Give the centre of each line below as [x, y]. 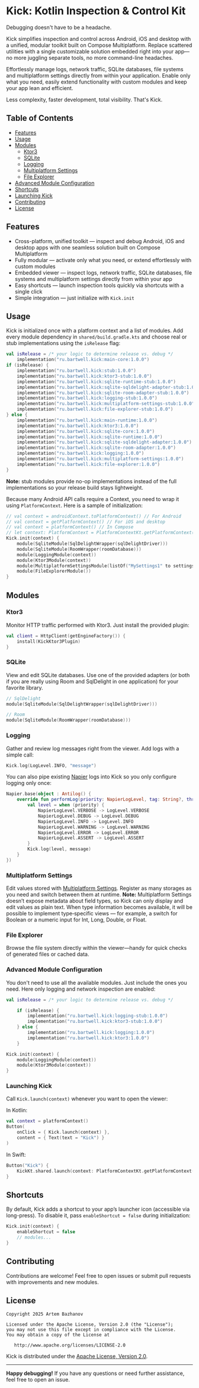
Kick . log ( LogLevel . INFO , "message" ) [51, 765]
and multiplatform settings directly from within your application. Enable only [98, 75]
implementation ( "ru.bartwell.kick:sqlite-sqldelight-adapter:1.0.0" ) [105, 442]
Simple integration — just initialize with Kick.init [74, 298]
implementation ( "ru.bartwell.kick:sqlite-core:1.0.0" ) [86, 431]
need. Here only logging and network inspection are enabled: [81, 989]
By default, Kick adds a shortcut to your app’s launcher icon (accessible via [98, 1209]
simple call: [20, 755]
